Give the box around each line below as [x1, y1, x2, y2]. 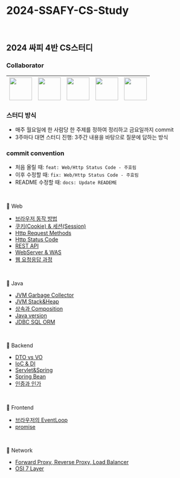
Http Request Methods [14, 230, 71, 237]
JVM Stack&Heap [14, 298, 59, 305]
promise [14, 423, 36, 431]
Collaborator [6, 61, 44, 70]
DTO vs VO [14, 354, 43, 361]
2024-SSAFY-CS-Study [6, 4, 129, 18]
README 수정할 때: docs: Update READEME [14, 179, 117, 186]
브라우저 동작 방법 [14, 215, 57, 222]
